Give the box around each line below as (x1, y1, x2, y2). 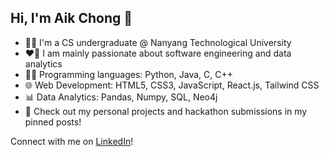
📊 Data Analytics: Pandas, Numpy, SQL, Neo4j (24, 91, 218, 103)
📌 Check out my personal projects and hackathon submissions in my (24, 105, 308, 117)
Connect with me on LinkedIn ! (10, 135, 134, 147)
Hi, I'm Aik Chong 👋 (10, 10, 133, 27)
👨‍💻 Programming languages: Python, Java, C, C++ (24, 68, 234, 80)
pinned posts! (24, 116, 82, 128)
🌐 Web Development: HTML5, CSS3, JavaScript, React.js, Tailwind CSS (24, 79, 320, 91)
